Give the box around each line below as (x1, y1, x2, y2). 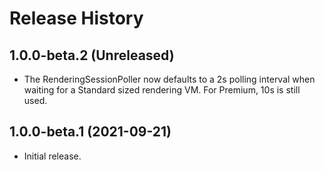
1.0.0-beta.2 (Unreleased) (9, 47, 175, 64)
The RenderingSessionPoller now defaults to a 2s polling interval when (23, 73, 316, 85)
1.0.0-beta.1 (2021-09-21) (9, 123, 172, 141)
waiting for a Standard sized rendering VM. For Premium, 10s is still (23, 84, 301, 96)
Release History (9, 7, 144, 30)
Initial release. (23, 150, 82, 162)
